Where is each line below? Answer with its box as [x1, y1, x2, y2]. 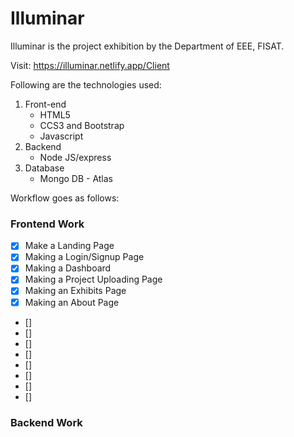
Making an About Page [24, 296, 120, 308]
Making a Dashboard [24, 262, 112, 274]
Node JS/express [39, 151, 112, 163]
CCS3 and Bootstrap [39, 119, 125, 131]
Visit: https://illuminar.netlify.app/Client [10, 59, 170, 71]
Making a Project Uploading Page [24, 273, 163, 286]
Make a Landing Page [24, 240, 115, 252]
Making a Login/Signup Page [24, 251, 145, 263]
